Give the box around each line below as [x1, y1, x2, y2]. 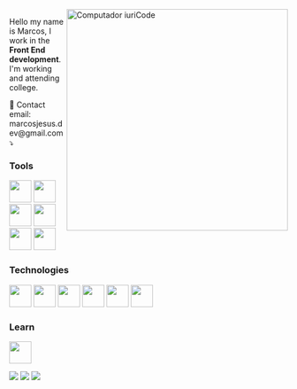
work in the [9, 35, 50, 45]
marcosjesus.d [9, 119, 64, 128]
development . [9, 54, 62, 65]
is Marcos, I [9, 26, 51, 36]
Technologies [9, 264, 69, 276]
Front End [9, 44, 46, 55]
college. [9, 82, 39, 92]
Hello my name [9, 17, 65, 27]
